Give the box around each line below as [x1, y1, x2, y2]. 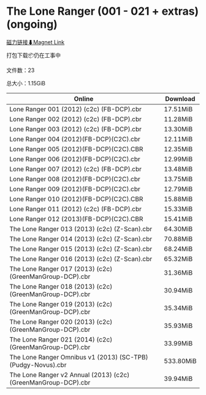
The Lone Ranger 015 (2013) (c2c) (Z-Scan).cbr [9, 244, 152, 253]
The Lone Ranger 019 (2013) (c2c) [9, 300, 113, 308]
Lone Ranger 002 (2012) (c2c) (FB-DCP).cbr [9, 115, 142, 123]
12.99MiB [164, 155, 193, 163]
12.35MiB [164, 144, 193, 153]
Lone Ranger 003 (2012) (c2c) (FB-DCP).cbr [9, 125, 142, 133]
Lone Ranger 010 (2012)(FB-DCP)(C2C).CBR [9, 195, 143, 203]
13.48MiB [164, 165, 193, 173]
